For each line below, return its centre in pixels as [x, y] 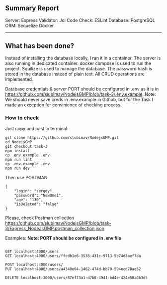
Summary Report [32, 8]
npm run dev [17, 168]
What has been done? [40, 46]
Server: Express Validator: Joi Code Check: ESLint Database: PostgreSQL [80, 20]
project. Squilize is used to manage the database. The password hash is [79, 68]
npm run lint [19, 159]
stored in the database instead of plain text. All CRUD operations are [75, 74]
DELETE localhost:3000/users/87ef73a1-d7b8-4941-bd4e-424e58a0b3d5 [77, 278]
